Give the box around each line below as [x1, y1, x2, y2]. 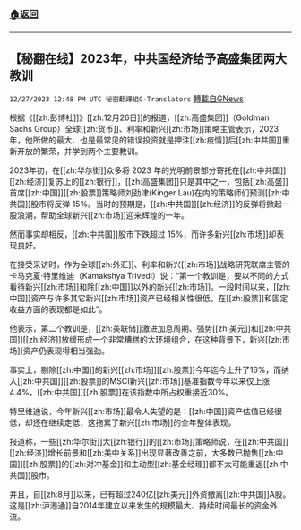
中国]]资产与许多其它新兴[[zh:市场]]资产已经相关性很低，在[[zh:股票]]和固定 [9, 293, 288, 304]
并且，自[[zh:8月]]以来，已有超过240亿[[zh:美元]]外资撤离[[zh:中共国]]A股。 [9, 489, 291, 500]
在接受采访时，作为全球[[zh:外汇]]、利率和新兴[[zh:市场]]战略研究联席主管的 [9, 259, 290, 270]
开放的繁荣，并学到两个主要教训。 [16, 146, 143, 157]
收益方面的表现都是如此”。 [9, 304, 107, 315]
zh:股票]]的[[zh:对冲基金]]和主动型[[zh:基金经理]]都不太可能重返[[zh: [28, 459, 280, 470]
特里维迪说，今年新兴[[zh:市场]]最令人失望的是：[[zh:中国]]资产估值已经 [9, 406, 275, 417]
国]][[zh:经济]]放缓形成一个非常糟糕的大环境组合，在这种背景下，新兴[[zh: [9, 335, 282, 345]
